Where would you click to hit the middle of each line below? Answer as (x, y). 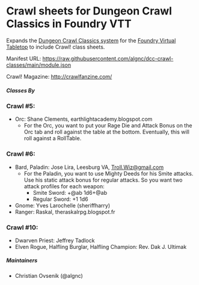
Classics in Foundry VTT (69, 24)
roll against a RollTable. (53, 138)
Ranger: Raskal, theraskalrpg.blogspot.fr (65, 212)
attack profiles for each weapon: (64, 186)
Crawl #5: (21, 106)
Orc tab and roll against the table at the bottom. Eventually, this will (106, 132)
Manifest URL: (24, 58)
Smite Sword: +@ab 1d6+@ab (70, 192)
